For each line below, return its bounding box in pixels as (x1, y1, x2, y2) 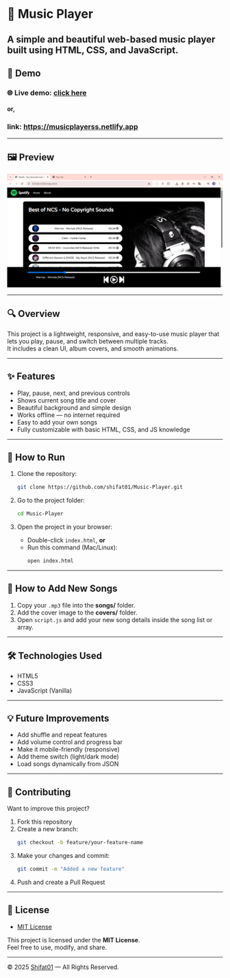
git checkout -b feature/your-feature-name (16, 839, 144, 846)
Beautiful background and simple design (16, 403, 131, 412)
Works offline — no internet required (16, 411, 120, 419)
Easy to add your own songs (16, 418, 98, 426)
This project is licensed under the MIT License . (7, 935, 140, 944)
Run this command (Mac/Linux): (27, 543, 118, 551)
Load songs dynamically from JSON (16, 760, 119, 768)
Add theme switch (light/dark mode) (16, 752, 120, 761)
